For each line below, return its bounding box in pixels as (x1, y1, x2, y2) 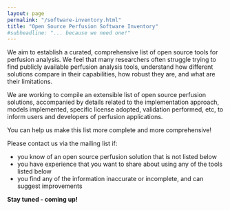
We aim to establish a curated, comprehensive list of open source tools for (7, 48, 218, 56)
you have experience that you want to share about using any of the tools (17, 160, 222, 169)
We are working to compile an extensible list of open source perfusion (7, 91, 207, 99)
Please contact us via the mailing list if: (7, 139, 118, 148)
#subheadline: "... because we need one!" (7, 29, 131, 36)
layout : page (7, 10, 45, 17)
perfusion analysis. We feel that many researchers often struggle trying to (7, 56, 217, 64)
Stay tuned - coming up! (7, 196, 78, 204)
